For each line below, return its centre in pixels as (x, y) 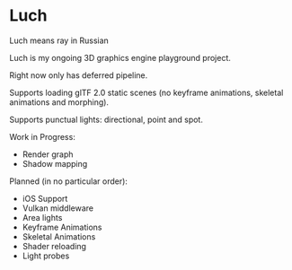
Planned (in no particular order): (69, 181)
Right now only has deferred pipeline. (79, 75)
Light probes (46, 256)
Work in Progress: (43, 136)
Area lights (42, 217)
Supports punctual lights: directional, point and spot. (106, 119)
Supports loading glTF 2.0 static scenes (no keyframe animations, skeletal (146, 92)
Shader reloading (54, 246)
